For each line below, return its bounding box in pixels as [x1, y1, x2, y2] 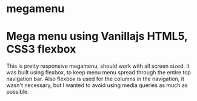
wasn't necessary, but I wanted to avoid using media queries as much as [6, 82, 188, 89]
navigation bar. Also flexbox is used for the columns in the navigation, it [6, 75, 185, 83]
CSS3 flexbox [6, 42, 76, 56]
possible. [6, 88, 29, 96]
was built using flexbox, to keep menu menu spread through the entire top [6, 69, 191, 76]
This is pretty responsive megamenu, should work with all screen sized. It [6, 62, 190, 70]
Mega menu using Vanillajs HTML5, [6, 30, 188, 44]
